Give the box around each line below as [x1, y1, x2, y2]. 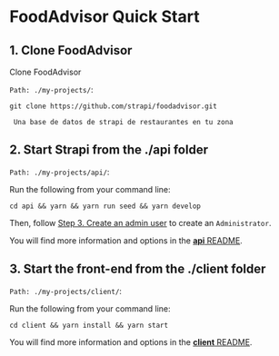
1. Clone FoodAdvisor [9, 43, 133, 58]
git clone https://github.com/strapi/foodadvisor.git [9, 102, 218, 111]
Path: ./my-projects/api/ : [9, 166, 110, 177]
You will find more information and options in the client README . [9, 336, 253, 347]
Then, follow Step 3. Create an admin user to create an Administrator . [9, 217, 272, 228]
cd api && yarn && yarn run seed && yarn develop [9, 202, 202, 211]
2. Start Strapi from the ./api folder [9, 143, 209, 158]
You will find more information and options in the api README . [9, 234, 243, 246]
